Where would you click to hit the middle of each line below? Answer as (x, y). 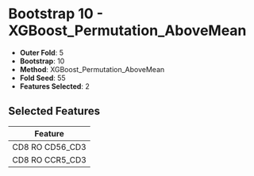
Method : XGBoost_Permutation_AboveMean (92, 69)
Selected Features (54, 111)
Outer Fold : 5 (41, 52)
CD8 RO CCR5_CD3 (50, 159)
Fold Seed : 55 (42, 78)
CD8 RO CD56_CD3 (49, 147)
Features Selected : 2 (54, 86)
